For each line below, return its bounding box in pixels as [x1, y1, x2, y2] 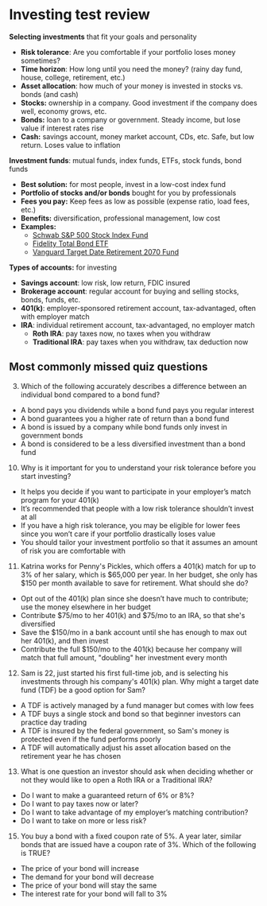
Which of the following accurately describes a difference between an [20, 381, 247, 391]
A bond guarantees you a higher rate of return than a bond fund [20, 414, 230, 423]
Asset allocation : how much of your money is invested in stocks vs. [20, 81, 243, 91]
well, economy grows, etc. [20, 106, 107, 116]
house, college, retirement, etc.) [20, 72, 126, 82]
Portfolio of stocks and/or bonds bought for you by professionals [20, 188, 237, 197]
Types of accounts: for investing [9, 262, 118, 272]
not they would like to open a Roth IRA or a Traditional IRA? [20, 775, 213, 784]
